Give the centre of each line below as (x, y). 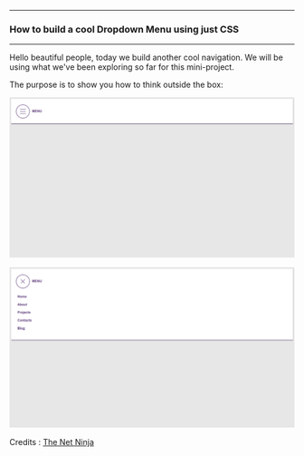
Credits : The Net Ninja (52, 442)
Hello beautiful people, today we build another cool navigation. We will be (146, 58)
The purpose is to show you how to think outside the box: (116, 85)
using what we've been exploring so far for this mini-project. (122, 67)
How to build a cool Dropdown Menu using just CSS (124, 29)
